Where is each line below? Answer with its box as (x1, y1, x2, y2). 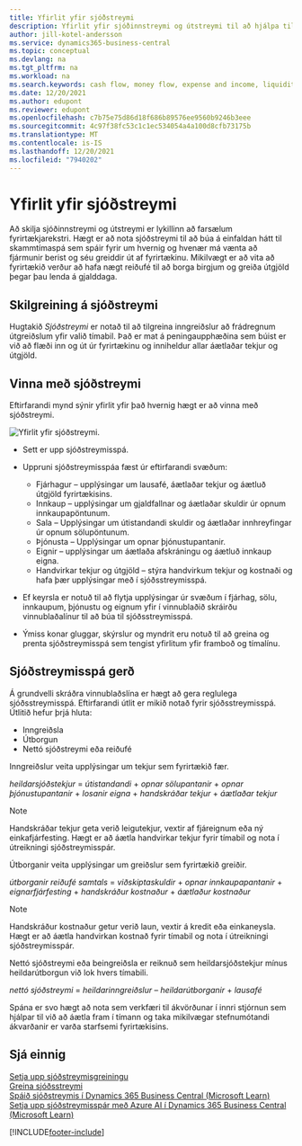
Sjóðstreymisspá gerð (9, 664, 135, 680)
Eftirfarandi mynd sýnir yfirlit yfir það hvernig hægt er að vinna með (9, 400, 259, 411)
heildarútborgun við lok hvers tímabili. (9, 967, 148, 978)
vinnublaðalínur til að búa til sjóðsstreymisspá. (22, 611, 193, 622)
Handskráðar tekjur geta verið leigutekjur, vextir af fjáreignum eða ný (9, 822, 263, 833)
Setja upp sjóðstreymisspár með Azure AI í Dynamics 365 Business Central (9, 1099, 287, 1110)
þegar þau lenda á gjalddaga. (9, 271, 118, 282)
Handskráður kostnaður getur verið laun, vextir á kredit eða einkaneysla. (9, 920, 276, 931)
